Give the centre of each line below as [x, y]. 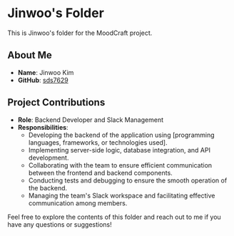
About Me [30, 55]
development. [49, 158]
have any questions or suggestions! [60, 224]
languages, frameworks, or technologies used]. [98, 142]
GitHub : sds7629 [43, 80]
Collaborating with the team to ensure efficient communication [120, 165]
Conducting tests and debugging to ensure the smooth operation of [128, 180]
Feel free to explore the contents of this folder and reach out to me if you [114, 217]
